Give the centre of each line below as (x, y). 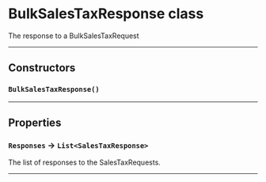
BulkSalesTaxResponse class (106, 14)
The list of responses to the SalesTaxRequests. (84, 162)
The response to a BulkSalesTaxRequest (74, 36)
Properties (35, 123)
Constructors (42, 68)
